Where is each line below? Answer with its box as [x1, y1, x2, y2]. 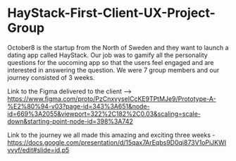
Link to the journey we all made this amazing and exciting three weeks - [7, 131, 216, 139]
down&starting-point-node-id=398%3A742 [7, 117, 134, 125]
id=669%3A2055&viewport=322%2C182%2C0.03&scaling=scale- [7, 109, 201, 118]
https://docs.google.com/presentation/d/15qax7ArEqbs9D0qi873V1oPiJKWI [7, 138, 227, 146]
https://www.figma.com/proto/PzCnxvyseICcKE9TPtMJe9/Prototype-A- [7, 94, 216, 103]
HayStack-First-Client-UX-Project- [7, 5, 216, 21]
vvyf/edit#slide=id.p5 [7, 145, 70, 154]
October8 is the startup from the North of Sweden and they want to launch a [7, 43, 229, 52]
